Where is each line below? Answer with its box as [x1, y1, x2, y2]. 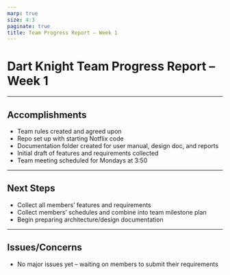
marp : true [7, 10, 38, 17]
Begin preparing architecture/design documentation [16, 215, 164, 224]
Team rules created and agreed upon [16, 128, 122, 135]
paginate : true [7, 23, 51, 29]
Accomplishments [7, 109, 87, 121]
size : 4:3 [7, 16, 36, 23]
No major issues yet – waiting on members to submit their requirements [16, 260, 219, 268]
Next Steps [7, 182, 55, 194]
